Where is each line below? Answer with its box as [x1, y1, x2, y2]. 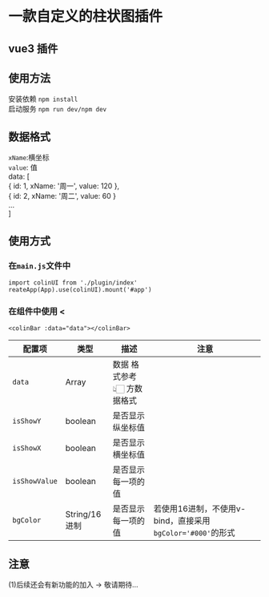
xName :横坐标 [8, 153, 50, 163]
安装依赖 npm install [8, 94, 78, 104]
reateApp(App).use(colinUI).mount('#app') [8, 285, 152, 293]
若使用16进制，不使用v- [153, 503, 247, 514]
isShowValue [12, 477, 58, 486]
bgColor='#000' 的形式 [153, 527, 235, 539]
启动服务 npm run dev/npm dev [8, 104, 106, 114]
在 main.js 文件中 [8, 260, 71, 271]
